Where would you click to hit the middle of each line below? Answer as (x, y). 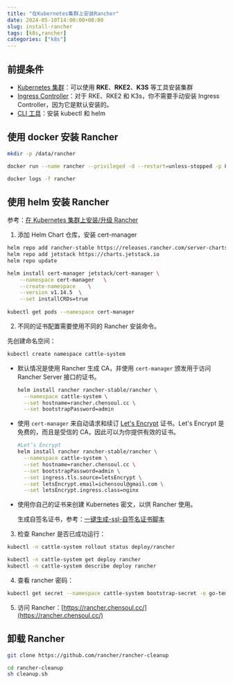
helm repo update (32, 261)
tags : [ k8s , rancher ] (37, 33)
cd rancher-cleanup (35, 668)
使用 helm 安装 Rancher (58, 202)
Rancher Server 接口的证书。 (59, 377)
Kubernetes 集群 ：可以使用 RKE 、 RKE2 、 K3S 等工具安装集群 (105, 87)
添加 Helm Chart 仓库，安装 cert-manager (77, 235)
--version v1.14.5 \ (51, 293)
